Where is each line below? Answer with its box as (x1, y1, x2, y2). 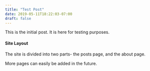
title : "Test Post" (5, 7, 45, 12)
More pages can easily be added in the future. (5, 60, 97, 66)
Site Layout (5, 40, 29, 46)
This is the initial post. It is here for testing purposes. (5, 29, 110, 35)
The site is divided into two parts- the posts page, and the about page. (5, 51, 146, 57)
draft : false (5, 16, 31, 21)
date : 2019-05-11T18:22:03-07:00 (5, 12, 73, 16)
